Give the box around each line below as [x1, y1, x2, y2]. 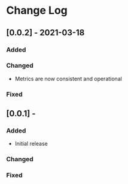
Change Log [6, 4, 68, 17]
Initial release [14, 140, 48, 147]
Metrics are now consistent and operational [14, 75, 123, 82]
